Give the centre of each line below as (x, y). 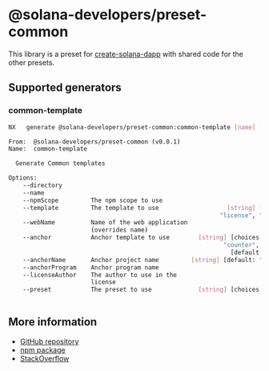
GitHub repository (49, 341)
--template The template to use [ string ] (139, 208)
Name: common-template (48, 149)
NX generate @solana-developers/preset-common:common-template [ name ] (132, 127)
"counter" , (241, 245)
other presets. (31, 63)
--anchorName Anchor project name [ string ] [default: (139, 260)
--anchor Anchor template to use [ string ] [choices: (143, 238)
